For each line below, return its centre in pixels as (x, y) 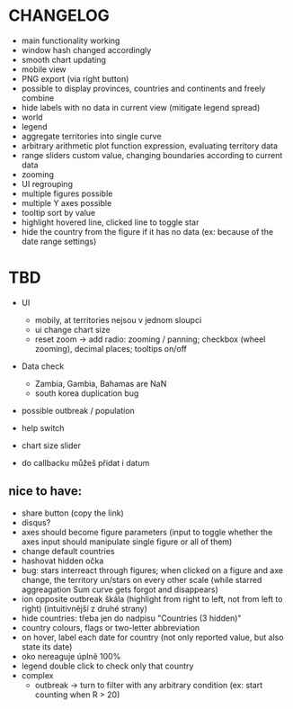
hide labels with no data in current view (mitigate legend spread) (141, 107)
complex (37, 675)
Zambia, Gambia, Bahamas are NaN (101, 383)
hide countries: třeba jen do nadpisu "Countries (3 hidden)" (131, 618)
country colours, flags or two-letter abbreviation (111, 627)
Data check (43, 366)
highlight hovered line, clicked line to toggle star (110, 222)
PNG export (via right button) (75, 78)
